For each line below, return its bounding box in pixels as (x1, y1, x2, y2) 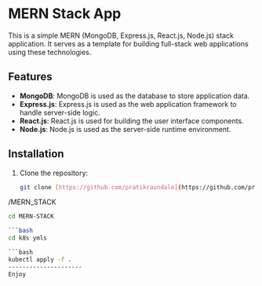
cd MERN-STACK (8, 213, 55, 221)
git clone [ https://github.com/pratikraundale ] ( (19, 183, 182, 191)
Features (8, 70, 53, 83)
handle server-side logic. (19, 108, 100, 117)
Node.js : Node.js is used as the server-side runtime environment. (19, 124, 231, 134)
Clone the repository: (19, 168, 89, 178)
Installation (8, 147, 64, 161)
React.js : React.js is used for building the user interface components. (19, 115, 245, 126)
